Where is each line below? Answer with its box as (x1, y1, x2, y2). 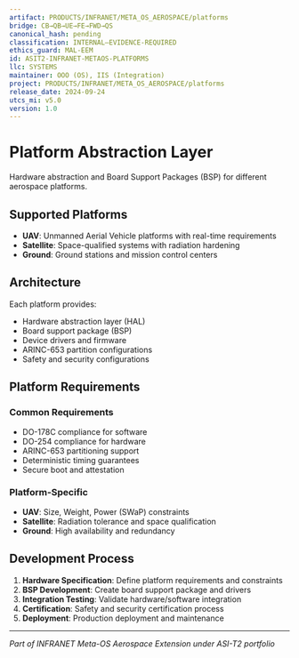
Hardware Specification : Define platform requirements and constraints (21, 574, 283, 585)
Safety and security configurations (21, 353, 149, 365)
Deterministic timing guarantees (21, 454, 140, 465)
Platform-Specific (9, 486, 89, 499)
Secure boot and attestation (21, 464, 125, 475)
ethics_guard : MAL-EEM (9, 46, 93, 55)
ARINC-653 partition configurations (21, 344, 153, 355)
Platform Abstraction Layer (9, 142, 214, 163)
